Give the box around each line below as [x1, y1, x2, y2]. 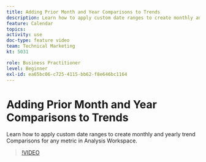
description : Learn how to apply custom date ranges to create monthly [6, 15, 193, 21]
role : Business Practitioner [6, 59, 81, 66]
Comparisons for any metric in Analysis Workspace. [6, 137, 138, 144]
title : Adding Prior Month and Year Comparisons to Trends [6, 9, 161, 15]
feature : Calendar [6, 20, 53, 26]
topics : [6, 26, 26, 32]
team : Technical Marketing [6, 43, 75, 50]
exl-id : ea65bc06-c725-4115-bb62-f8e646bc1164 [6, 71, 128, 77]
